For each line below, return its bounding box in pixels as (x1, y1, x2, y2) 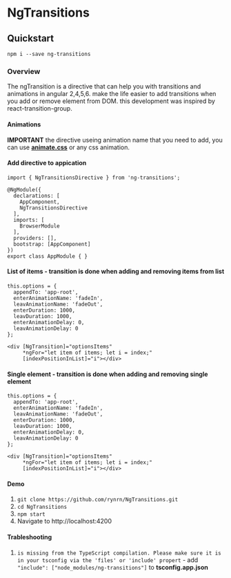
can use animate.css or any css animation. (7, 143, 130, 151)
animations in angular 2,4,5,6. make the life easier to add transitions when (7, 90, 217, 98)
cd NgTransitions (17, 503, 68, 511)
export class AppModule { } (7, 252, 88, 260)
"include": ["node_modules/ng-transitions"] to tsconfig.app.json (17, 563, 208, 571)
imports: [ (13, 216, 45, 223)
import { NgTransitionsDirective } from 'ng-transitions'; (7, 174, 181, 181)
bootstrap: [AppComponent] (13, 241, 91, 248)
